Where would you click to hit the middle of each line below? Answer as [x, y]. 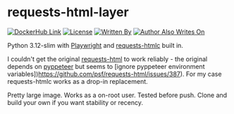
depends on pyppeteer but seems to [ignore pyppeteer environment [106, 66]
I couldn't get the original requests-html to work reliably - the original [107, 59]
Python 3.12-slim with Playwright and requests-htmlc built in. [95, 45]
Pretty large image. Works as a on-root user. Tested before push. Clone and [117, 95]
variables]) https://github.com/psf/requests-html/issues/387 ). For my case [115, 74]
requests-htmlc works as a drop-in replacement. [78, 81]
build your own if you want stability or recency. [75, 102]
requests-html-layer [68, 12]
